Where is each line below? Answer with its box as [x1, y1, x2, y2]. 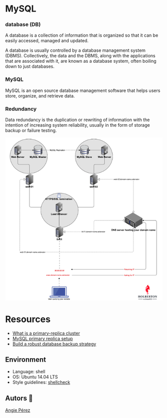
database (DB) [5, 21, 41, 28]
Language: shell [12, 369, 45, 375]
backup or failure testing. [5, 128, 57, 134]
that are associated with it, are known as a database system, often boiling [5, 58, 156, 64]
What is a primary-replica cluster [12, 330, 80, 336]
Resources [5, 313, 51, 325]
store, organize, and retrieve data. [5, 92, 75, 98]
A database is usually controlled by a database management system [5, 47, 146, 53]
